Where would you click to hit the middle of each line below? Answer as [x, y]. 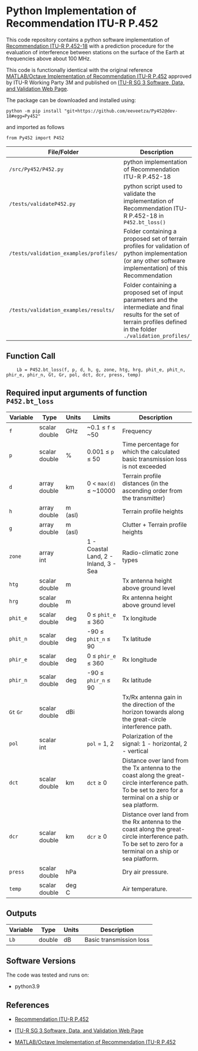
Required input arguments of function [77, 393]
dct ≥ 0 [97, 783]
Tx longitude [140, 618]
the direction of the [148, 704]
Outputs [22, 913]
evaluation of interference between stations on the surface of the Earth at [95, 52]
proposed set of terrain [155, 238]
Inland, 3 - [102, 563]
